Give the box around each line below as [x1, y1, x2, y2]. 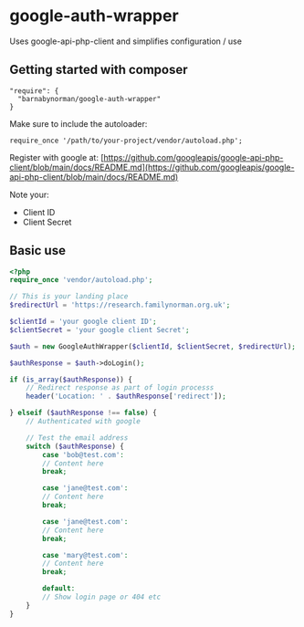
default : [42, 584, 76, 593]
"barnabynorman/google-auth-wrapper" [17, 94, 162, 103]
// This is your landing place [9, 292, 129, 301]
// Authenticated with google [26, 417, 142, 426]
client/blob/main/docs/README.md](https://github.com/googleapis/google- [9, 162, 295, 172]
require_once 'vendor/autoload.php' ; [9, 276, 153, 285]
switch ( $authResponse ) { [26, 442, 125, 451]
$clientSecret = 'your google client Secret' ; [9, 325, 190, 334]
